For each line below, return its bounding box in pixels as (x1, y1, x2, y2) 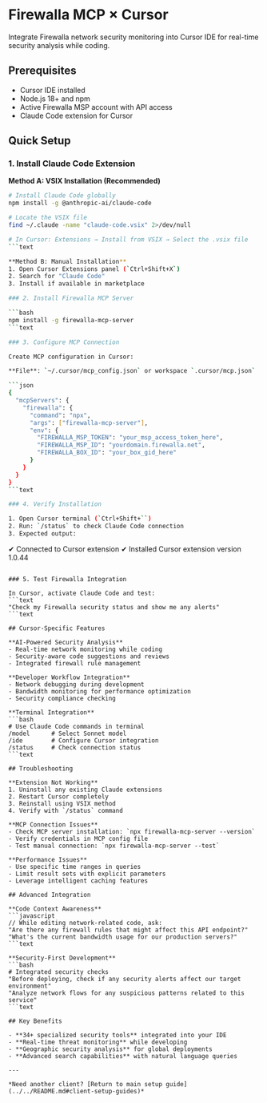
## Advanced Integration (8, 891, 91, 899)
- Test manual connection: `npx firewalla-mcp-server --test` (8, 842, 220, 850)
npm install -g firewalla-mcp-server (8, 316, 134, 324)
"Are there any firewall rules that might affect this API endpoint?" (8, 926, 249, 934)
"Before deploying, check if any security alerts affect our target (8, 975, 241, 983)
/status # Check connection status (8, 743, 141, 751)
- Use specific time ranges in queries (8, 863, 141, 871)
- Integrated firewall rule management (8, 659, 141, 667)
